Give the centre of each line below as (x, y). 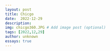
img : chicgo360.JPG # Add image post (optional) (55, 28)
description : (18, 23)
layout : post (18, 9)
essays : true (18, 41)
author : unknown (22, 37)
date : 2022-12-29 (24, 18)
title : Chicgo (20, 14)
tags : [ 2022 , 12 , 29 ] (25, 32)
